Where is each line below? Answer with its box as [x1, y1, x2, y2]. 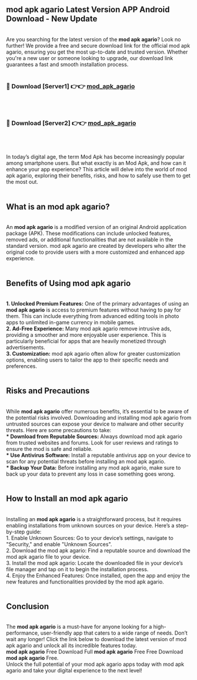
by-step [6, 528, 25, 535]
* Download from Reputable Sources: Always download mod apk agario [6, 433, 182, 440]
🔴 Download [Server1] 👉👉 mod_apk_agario [6, 82, 135, 90]
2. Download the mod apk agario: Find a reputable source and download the [6, 547, 191, 554]
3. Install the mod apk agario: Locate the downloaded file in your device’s [6, 559, 183, 566]
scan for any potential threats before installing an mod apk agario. [6, 457, 166, 465]
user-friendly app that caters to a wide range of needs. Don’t [40, 629, 188, 636]
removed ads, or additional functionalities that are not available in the [6, 236, 173, 243]
